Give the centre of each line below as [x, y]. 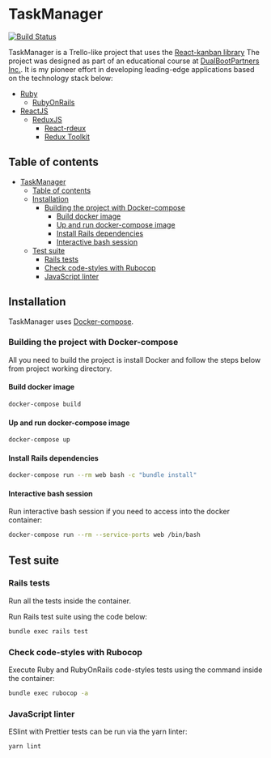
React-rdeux [65, 128]
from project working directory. [60, 368]
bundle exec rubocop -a [49, 693]
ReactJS [34, 111]
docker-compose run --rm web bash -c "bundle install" [103, 475]
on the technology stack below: [61, 78]
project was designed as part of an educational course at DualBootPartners [134, 61]
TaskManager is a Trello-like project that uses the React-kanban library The [134, 52]
